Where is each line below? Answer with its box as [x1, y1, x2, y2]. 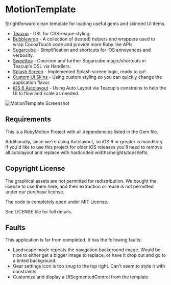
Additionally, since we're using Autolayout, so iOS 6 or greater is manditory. [5, 138, 164, 144]
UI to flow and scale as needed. [12, 90, 80, 96]
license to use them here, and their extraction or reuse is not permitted [5, 183, 154, 189]
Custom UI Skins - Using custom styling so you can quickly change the [12, 74, 162, 80]
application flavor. [12, 79, 51, 85]
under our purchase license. [5, 188, 65, 195]
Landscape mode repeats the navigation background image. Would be [12, 247, 161, 253]
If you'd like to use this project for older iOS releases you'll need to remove [5, 144, 162, 150]
